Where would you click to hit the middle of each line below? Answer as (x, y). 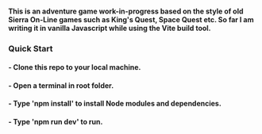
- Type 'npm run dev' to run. (56, 121)
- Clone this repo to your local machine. (75, 67)
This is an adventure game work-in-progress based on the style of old (126, 11)
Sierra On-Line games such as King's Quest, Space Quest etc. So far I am (131, 19)
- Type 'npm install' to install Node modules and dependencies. (115, 104)
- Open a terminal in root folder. (61, 85)
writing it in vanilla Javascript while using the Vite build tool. (110, 28)
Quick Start (31, 48)
